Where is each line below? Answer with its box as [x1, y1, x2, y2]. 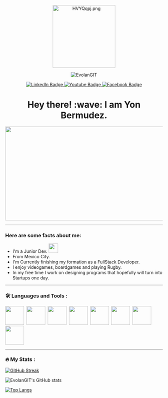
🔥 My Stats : [5, 356, 35, 363]
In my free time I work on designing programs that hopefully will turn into [12, 270, 162, 276]
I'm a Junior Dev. [12, 248, 47, 254]
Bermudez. [60, 110, 107, 121]
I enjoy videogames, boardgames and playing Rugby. [12, 264, 122, 270]
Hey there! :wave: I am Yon [27, 99, 141, 111]
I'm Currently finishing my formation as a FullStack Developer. [12, 259, 140, 265]
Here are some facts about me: [5, 232, 81, 239]
